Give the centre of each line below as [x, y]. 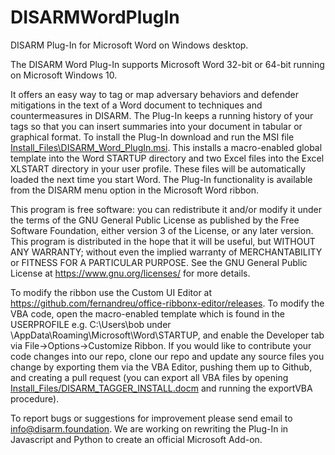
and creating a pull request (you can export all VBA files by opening [149, 377]
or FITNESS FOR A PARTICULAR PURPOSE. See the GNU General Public [159, 262]
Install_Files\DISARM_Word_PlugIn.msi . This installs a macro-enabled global [166, 147]
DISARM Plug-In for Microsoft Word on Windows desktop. [129, 45]
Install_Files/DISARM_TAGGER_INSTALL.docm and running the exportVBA [161, 388]
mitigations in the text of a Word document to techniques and [136, 105]
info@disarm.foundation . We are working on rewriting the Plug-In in [149, 428]
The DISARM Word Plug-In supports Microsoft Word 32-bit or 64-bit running [167, 64]
